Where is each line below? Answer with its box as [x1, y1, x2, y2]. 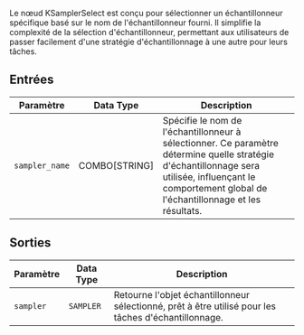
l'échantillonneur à [162, 126, 242, 138]
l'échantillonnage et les [162, 193, 261, 206]
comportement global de [162, 181, 268, 194]
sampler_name [14, 160, 71, 171]
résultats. [162, 204, 203, 217]
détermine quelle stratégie [162, 148, 274, 161]
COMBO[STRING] [78, 159, 154, 172]
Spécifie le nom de [162, 114, 242, 126]
